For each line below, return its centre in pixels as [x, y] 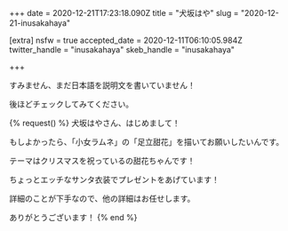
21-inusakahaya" [40, 23]
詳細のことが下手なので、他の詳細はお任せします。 [102, 199]
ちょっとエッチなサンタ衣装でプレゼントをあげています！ [114, 179]
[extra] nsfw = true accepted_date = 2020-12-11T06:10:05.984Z [126, 40]
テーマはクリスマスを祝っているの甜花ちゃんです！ [102, 161]
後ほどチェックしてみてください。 [72, 104]
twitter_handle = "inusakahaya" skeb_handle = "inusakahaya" [122, 50]
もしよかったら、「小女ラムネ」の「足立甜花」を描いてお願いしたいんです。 [147, 142]
